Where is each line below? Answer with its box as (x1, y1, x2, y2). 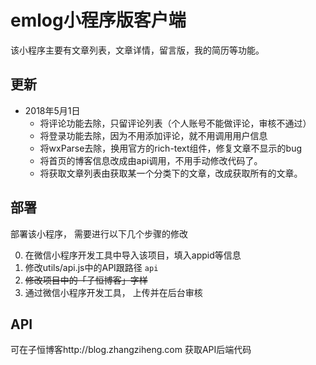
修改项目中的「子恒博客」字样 (24, 274, 148, 286)
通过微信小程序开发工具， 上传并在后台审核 (24, 286, 203, 298)
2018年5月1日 (24, 104, 81, 116)
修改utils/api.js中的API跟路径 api (24, 261, 159, 273)
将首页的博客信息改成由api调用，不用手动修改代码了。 (39, 154, 263, 166)
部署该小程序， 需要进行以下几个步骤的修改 (10, 227, 188, 240)
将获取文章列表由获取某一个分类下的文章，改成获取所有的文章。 (39, 167, 303, 179)
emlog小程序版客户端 (10, 9, 187, 32)
